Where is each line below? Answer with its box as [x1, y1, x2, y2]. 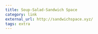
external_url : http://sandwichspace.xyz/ [5, 16, 93, 21]
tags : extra [5, 21, 30, 26]
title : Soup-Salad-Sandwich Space [5, 7, 78, 12]
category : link [5, 12, 37, 17]
